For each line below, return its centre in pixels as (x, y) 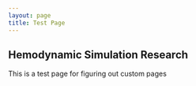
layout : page (30, 15)
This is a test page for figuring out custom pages (88, 74)
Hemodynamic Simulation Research (98, 55)
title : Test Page (37, 23)
